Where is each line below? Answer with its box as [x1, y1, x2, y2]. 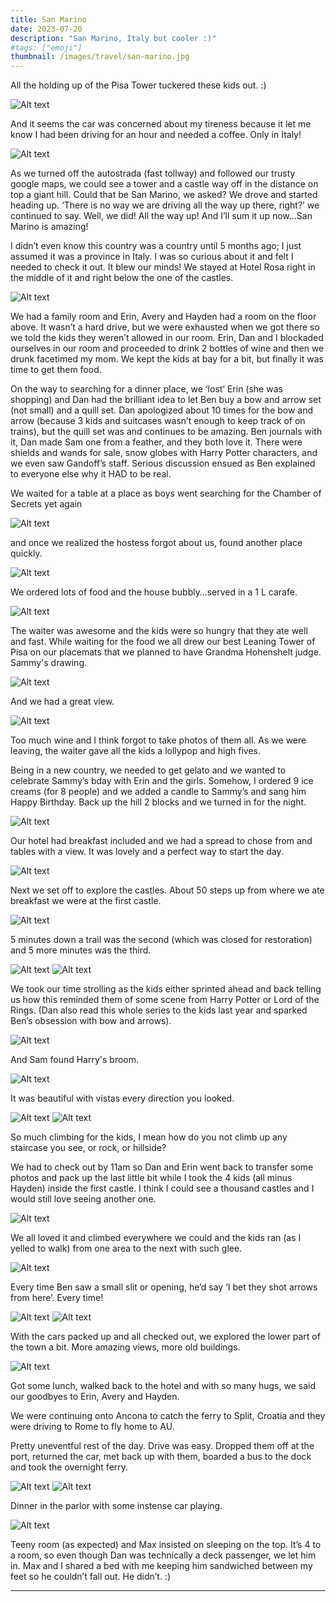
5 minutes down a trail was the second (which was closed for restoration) [10, 934, 313, 946]
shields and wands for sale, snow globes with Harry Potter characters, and [10, 447, 318, 459]
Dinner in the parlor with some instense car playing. [10, 1500, 223, 1512]
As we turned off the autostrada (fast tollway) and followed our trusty [10, 167, 296, 180]
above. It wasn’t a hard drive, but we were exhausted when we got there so [10, 321, 320, 333]
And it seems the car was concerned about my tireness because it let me [10, 118, 312, 130]
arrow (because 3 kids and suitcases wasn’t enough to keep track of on [10, 415, 306, 427]
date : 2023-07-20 [10, 24, 83, 34]
